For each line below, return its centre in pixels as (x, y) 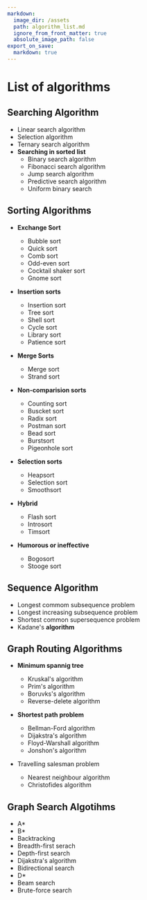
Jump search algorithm (61, 174)
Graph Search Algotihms (61, 807)
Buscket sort (46, 411)
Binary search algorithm (62, 159)
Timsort (39, 531)
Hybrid (27, 503)
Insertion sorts (39, 291)
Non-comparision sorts (52, 390)
